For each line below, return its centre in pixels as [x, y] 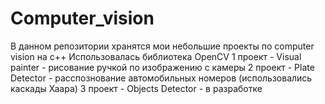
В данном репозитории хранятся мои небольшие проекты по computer [162, 46]
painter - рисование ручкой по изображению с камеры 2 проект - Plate [162, 67]
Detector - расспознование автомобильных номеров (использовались [161, 78]
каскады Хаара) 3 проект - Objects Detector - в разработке [136, 88]
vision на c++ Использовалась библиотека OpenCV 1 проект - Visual [156, 56]
